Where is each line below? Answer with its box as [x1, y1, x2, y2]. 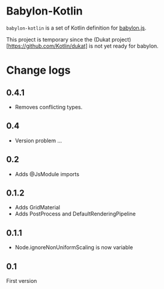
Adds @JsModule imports [14, 170, 80, 177]
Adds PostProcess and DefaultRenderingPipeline [14, 210, 136, 218]
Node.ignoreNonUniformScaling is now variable [14, 244, 133, 251]
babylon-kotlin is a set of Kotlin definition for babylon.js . [6, 24, 147, 31]
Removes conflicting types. [14, 103, 83, 110]
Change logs [6, 63, 71, 77]
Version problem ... [14, 137, 62, 144]
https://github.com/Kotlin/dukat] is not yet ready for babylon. [8, 42, 159, 49]
